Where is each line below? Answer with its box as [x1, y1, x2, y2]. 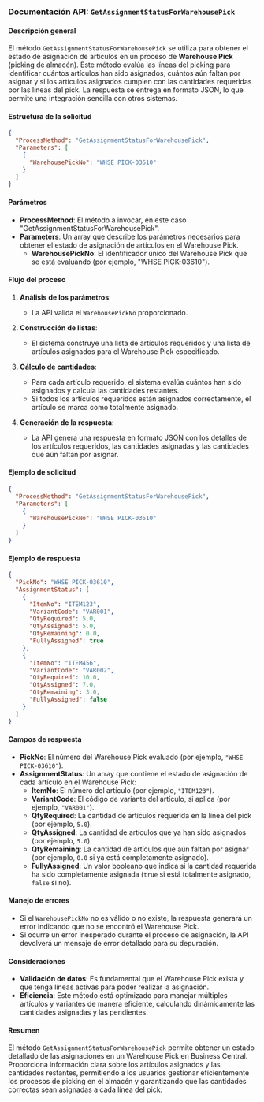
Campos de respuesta [8, 735, 82, 744]
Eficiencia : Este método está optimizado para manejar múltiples [19, 991, 228, 1000]
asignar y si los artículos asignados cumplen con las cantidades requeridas [8, 77, 252, 87]
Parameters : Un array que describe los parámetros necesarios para [19, 232, 240, 241]
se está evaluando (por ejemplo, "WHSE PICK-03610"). [31, 257, 210, 266]
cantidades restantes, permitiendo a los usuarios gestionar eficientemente [8, 1068, 250, 1078]
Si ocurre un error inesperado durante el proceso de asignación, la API [19, 929, 249, 940]
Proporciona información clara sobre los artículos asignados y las [8, 1059, 221, 1070]
